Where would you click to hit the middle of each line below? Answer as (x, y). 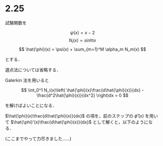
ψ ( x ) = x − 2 (82, 32)
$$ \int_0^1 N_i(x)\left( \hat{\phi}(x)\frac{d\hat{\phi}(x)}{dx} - (82, 90)
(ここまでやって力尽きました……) (38, 139)
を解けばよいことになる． (31, 105)
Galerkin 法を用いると (27, 80)
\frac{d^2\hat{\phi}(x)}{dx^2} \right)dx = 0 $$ (82, 95)
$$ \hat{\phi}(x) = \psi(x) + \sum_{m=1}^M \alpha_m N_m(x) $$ (82, 49)
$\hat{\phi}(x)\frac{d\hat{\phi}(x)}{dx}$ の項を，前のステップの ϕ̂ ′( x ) (74, 116)
